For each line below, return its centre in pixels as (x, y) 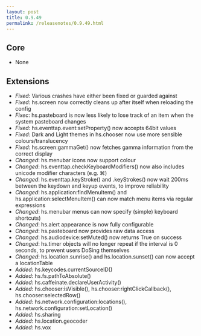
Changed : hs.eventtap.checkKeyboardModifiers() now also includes (100, 166)
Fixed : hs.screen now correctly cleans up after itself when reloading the (104, 102)
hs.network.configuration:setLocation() (64, 308)
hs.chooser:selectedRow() (48, 295)
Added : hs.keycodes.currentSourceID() (64, 269)
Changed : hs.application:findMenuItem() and (71, 192)
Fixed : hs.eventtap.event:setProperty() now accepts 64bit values (96, 128)
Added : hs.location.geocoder (51, 321)
